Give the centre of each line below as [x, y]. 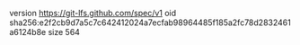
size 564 [64, 32]
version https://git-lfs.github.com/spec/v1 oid [93, 13]
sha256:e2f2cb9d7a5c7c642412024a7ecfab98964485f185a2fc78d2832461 [150, 22]
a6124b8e [28, 32]
